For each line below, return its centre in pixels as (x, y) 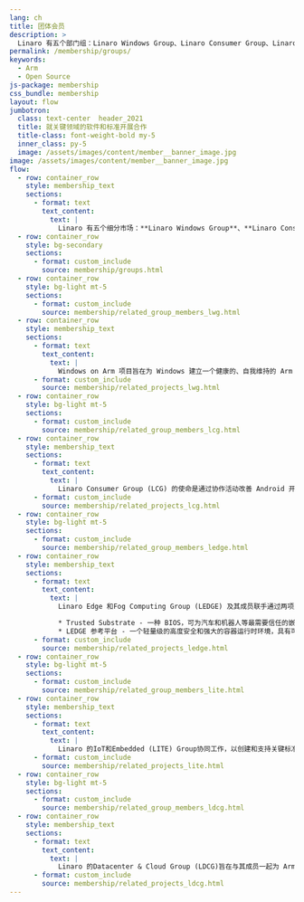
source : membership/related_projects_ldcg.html (133, 884)
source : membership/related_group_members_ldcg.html (143, 808)
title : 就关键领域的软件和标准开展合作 (82, 128)
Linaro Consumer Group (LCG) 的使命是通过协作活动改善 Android (171, 489)
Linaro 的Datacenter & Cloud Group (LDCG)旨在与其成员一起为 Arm (176, 867)
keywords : (28, 60)
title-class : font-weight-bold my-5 (86, 136)
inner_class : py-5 (52, 144)
